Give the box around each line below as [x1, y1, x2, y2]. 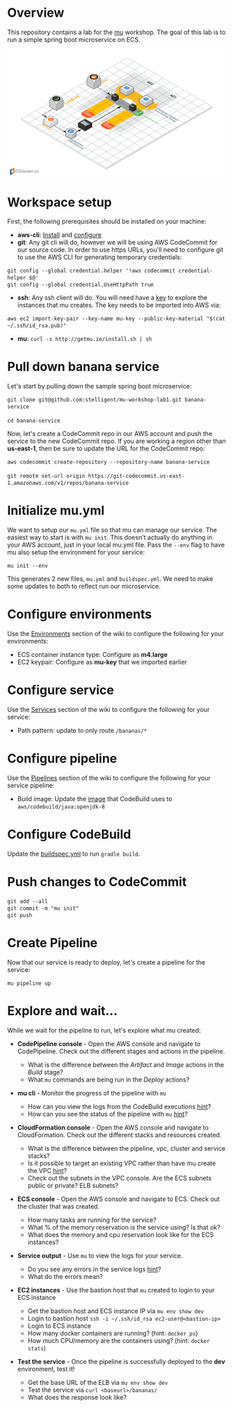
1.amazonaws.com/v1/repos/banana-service [7, 480, 129, 487]
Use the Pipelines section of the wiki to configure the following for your [7, 773, 211, 782]
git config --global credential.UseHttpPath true [7, 281, 154, 289]
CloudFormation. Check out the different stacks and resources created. [17, 1130, 222, 1139]
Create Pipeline [7, 935, 98, 951]
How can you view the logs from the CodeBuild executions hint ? [27, 1102, 211, 1110]
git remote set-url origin [7, 473, 86, 480]
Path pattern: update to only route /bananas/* [17, 727, 147, 734]
